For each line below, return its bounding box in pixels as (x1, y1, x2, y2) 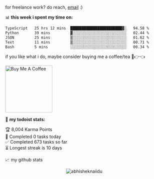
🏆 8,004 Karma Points (5, 126, 53, 132)
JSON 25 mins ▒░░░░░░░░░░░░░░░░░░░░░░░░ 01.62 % (5, 35, 149, 40)
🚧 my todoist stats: (5, 116, 46, 122)
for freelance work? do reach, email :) (5, 4, 83, 10)
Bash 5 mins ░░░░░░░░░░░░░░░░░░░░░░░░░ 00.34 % (5, 44, 149, 49)
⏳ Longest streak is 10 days (5, 145, 62, 151)
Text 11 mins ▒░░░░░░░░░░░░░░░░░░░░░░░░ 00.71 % (5, 39, 149, 44)
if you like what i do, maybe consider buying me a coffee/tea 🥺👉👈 (5, 53, 145, 59)
